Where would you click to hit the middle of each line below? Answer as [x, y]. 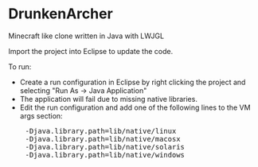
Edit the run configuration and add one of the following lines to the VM [135, 107]
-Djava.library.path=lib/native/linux [101, 131]
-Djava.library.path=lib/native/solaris [105, 147]
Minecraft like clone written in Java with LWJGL [86, 36]
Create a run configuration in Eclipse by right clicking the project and [133, 82]
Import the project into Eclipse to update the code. [91, 51]
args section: [41, 115]
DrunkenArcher [61, 14]
